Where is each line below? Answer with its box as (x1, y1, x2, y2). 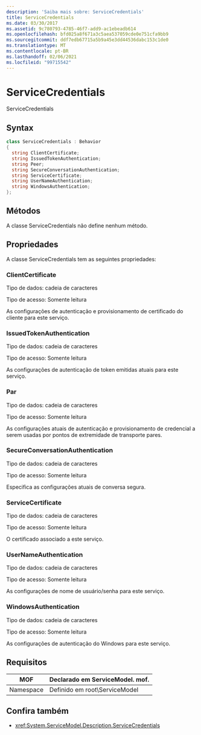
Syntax (6, 122, 34, 133)
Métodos (6, 206, 41, 216)
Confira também (6, 705, 69, 716)
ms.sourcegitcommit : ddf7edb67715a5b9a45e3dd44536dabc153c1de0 (6, 37, 169, 43)
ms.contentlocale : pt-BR (6, 48, 69, 54)
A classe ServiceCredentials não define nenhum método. (6, 221, 148, 229)
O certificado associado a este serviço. (6, 535, 104, 543)
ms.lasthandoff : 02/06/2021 (6, 54, 77, 60)
